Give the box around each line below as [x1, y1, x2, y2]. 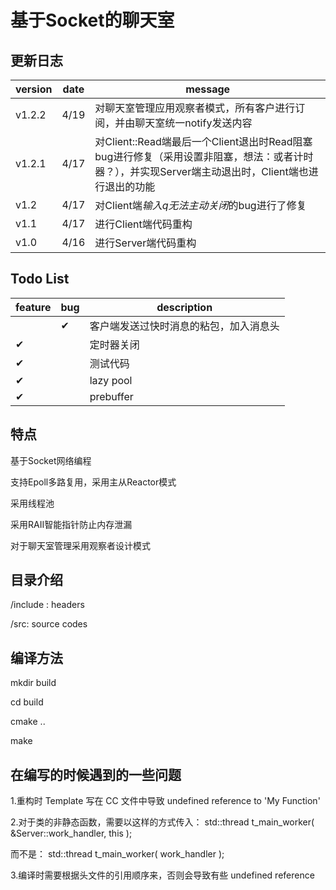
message [185, 82, 231, 96]
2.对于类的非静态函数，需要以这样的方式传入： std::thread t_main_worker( [10, 816, 315, 828]
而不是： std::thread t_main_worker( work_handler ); [10, 848, 225, 860]
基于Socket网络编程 [10, 454, 92, 466]
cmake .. [10, 716, 46, 728]
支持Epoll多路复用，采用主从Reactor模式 [10, 476, 177, 488]
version [15, 82, 53, 96]
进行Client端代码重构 [94, 217, 193, 231]
